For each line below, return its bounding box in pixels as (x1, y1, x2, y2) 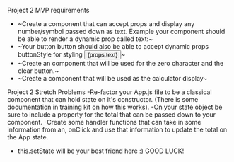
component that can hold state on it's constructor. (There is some (7, 96, 199, 103)
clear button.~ (17, 66, 59, 75)
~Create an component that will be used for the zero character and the (17, 59, 224, 67)
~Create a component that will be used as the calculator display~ (17, 74, 208, 82)
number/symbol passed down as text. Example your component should (17, 28, 226, 35)
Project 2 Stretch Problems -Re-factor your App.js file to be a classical (7, 88, 212, 96)
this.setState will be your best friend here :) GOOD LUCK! (17, 146, 185, 155)
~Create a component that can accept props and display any (17, 20, 195, 28)
